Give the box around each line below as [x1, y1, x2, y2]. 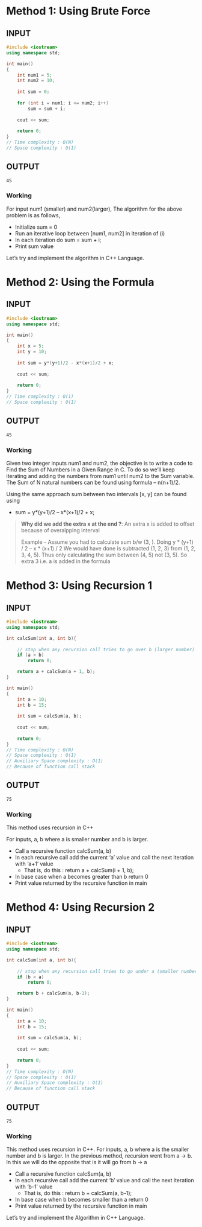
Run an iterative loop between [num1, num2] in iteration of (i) [14, 229, 165, 237]
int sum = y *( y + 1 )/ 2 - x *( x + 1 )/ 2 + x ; [17, 360, 114, 366]
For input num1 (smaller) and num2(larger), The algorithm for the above [6, 205, 182, 212]
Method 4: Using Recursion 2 [6, 900, 155, 914]
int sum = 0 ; [17, 89, 50, 95]
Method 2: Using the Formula [6, 276, 155, 289]
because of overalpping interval [20, 527, 100, 534]
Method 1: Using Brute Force [6, 4, 150, 18]
